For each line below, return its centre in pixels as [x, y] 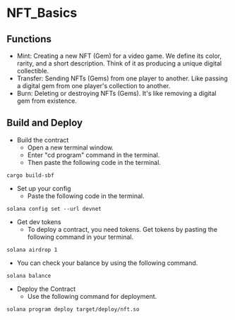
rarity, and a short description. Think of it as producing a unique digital [119, 63]
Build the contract [43, 140]
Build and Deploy [44, 123]
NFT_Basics [42, 13]
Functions [29, 39]
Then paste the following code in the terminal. [94, 162]
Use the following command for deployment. [92, 296]
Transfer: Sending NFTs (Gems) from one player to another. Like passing [122, 78]
